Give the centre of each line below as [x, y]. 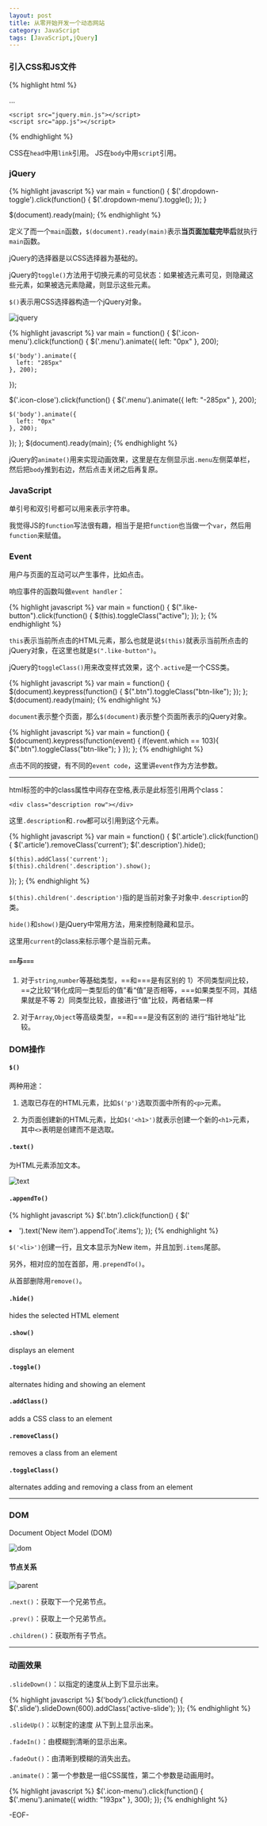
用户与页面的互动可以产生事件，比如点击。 [78, 575]
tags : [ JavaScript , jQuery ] [53, 38]
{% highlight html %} [43, 85]
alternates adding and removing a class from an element [101, 1487]
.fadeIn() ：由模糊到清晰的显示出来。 [70, 1742]
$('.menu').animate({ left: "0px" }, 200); [155, 341]
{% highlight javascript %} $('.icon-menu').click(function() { [107, 1791]
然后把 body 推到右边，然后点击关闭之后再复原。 [86, 469]
